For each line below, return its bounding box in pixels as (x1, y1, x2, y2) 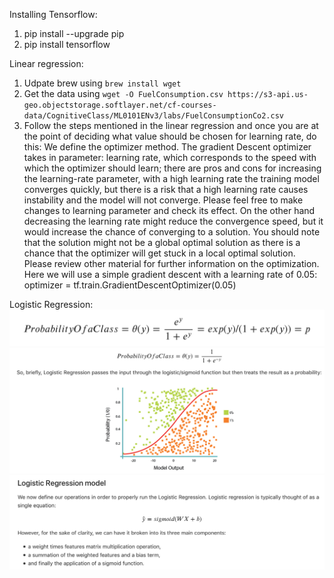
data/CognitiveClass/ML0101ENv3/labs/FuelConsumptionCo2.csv (23, 111, 285, 121)
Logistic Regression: (9, 299, 94, 310)
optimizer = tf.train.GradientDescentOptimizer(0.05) (23, 279, 237, 291)
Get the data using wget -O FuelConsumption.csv (23, 88, 224, 99)
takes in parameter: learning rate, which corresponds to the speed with (23, 152, 317, 163)
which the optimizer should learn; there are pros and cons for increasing (23, 162, 322, 174)
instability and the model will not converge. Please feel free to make (23, 194, 304, 206)
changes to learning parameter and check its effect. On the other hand (23, 205, 316, 216)
